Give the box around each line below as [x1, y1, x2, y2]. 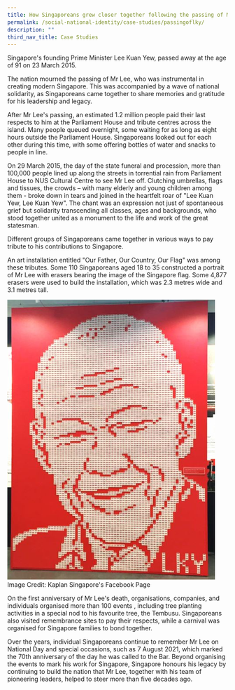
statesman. [7, 221, 40, 230]
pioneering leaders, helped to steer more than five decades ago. [7, 675, 193, 684]
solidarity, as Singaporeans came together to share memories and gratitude [7, 90, 225, 98]
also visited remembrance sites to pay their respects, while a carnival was [7, 616, 220, 625]
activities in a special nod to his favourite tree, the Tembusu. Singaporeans [7, 609, 222, 618]
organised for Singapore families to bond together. [7, 624, 152, 632]
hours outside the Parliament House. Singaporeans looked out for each [7, 133, 212, 142]
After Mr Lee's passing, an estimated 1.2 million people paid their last [7, 111, 206, 119]
